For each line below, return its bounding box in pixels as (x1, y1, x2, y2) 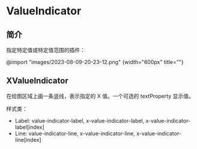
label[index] (14, 123, 45, 130)
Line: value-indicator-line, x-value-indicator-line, (14, 130, 135, 137)
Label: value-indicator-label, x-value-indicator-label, (14, 117, 145, 124)
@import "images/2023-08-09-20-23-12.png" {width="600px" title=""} (6, 59, 184, 65)
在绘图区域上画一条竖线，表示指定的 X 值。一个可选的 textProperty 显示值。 (6, 92, 194, 99)
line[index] (14, 136, 41, 143)
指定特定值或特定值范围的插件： (6, 47, 85, 53)
